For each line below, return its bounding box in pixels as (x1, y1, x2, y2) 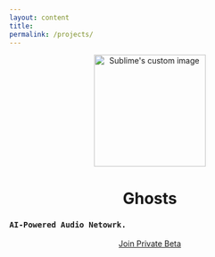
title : (9, 21, 34, 30)
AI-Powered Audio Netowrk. (9, 220, 127, 230)
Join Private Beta (119, 238, 181, 249)
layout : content (9, 13, 70, 22)
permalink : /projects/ (9, 30, 94, 39)
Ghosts (122, 188, 178, 209)
